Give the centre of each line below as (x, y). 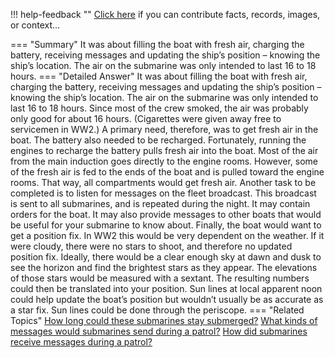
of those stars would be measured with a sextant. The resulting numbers (160, 278)
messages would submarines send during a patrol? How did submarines (159, 331)
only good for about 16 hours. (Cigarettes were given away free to (146, 118)
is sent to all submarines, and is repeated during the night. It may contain (160, 203)
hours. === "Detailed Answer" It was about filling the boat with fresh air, (159, 76)
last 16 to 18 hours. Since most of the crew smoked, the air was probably (159, 108)
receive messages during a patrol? (81, 342)
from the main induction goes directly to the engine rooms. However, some (164, 161)
